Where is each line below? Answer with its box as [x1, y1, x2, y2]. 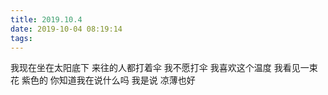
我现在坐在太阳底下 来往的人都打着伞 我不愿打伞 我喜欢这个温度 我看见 [10, 62, 301, 74]
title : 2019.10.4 [10, 14, 83, 25]
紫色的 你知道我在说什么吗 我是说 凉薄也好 [21, 74, 196, 86]
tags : [10, 33, 33, 43]
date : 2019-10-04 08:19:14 [10, 24, 123, 34]
